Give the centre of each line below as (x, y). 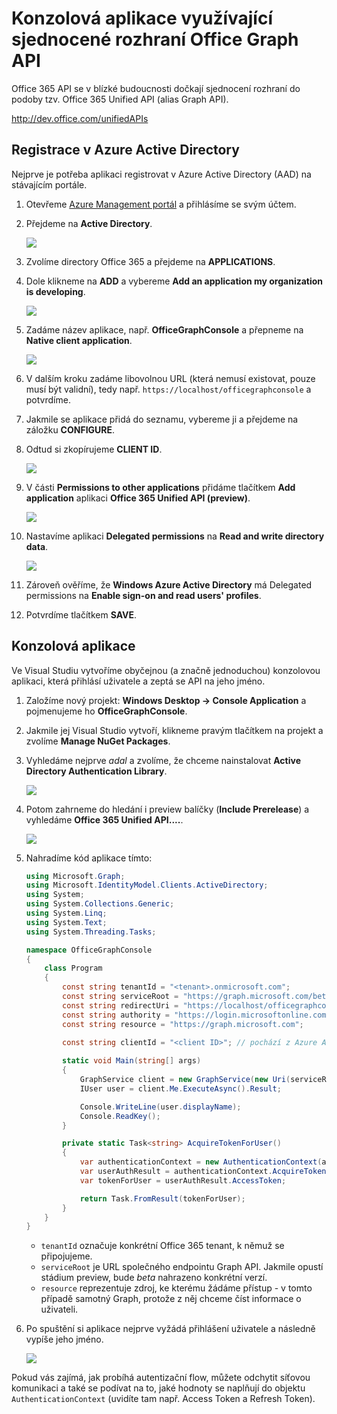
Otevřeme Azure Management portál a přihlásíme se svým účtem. (161, 204)
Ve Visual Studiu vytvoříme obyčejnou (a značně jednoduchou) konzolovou (166, 670)
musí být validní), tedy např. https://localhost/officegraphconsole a (168, 389)
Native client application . (79, 340)
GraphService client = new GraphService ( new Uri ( (185, 1080)
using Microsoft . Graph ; (75, 876)
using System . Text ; (66, 922)
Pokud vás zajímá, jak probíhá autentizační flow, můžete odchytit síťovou (161, 1378)
